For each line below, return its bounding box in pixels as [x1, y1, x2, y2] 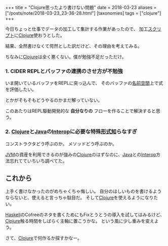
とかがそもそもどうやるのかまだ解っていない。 [5, 97, 103, 103]
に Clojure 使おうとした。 [14, 32, 65, 38]
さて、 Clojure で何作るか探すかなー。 [5, 235, 82, 241]
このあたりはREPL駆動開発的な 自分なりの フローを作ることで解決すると [5, 108, 156, 114]
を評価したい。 [5, 87, 36, 93]
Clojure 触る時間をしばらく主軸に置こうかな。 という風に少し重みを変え [5, 218, 154, 224]
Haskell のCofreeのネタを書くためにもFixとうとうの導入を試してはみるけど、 [5, 212, 165, 218]
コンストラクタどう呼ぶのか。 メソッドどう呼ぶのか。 [5, 141, 117, 147]
